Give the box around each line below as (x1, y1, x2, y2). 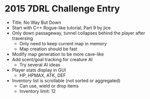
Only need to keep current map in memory (19, 40, 107, 46)
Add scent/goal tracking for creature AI (11, 56, 93, 62)
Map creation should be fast (19, 46, 78, 52)
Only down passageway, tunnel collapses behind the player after (11, 30, 145, 36)
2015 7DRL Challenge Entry (4, 3, 120, 14)
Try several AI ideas (19, 62, 60, 68)
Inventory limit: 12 (19, 88, 56, 94)
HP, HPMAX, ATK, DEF (19, 72, 66, 78)
